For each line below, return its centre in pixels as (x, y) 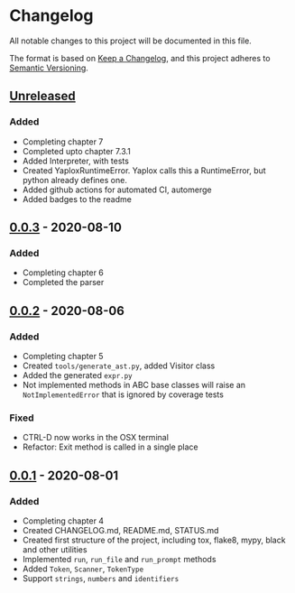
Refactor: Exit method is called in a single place (110, 447)
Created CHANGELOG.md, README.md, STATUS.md (120, 530)
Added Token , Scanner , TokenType (83, 569)
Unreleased (43, 96)
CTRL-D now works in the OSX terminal (96, 438)
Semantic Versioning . (49, 68)
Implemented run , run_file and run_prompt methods (119, 559)
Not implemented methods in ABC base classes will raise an (134, 385)
